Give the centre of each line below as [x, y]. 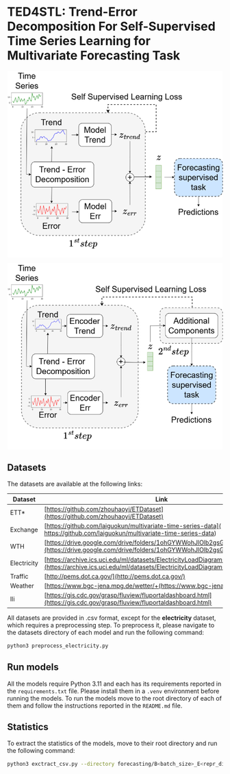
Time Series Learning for [79, 41]
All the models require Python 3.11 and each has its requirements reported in [114, 684]
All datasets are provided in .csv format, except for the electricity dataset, [112, 618]
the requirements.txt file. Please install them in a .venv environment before [113, 691]
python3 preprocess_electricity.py [58, 646]
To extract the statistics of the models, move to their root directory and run [112, 743]
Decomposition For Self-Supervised [111, 26]
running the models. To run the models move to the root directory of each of [115, 698]
